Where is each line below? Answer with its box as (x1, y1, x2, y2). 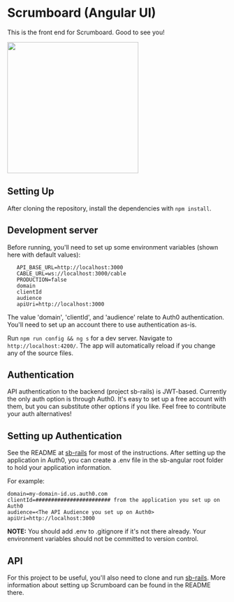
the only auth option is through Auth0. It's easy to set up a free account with (7, 395, 227, 403)
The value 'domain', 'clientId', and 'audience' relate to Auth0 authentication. (7, 313, 225, 321)
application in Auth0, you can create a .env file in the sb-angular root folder (7, 456, 224, 464)
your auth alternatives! (7, 410, 72, 418)
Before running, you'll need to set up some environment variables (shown (7, 243, 219, 251)
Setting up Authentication (7, 430, 122, 442)
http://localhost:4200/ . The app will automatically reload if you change (7, 341, 216, 350)
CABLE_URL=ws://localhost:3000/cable (16, 270, 127, 277)
